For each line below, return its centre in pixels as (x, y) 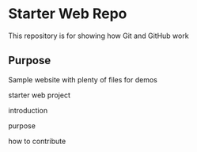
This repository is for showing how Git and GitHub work (98, 36)
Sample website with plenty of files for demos (83, 79)
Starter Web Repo (68, 14)
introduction (28, 110)
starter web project (40, 95)
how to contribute (37, 141)
